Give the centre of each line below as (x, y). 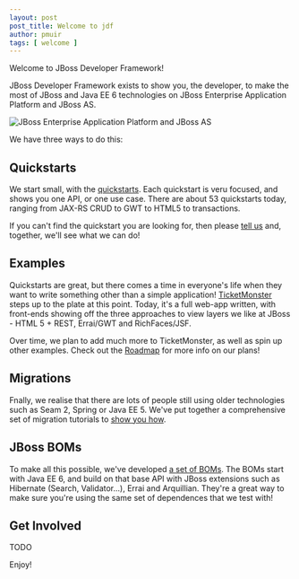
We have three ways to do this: (66, 139)
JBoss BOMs (46, 447)
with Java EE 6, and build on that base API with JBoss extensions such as (145, 478)
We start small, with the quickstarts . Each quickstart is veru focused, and (144, 189)
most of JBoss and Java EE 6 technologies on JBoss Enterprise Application (148, 95)
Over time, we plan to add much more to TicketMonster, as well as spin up (146, 340)
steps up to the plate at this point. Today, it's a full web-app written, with (142, 304)
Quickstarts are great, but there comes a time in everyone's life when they (146, 285)
